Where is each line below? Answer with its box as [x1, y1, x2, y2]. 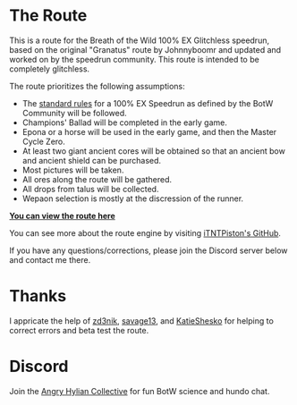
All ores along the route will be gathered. [21, 173, 173, 184]
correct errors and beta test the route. [9, 325, 149, 335]
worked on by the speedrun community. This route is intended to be [9, 54, 259, 64]
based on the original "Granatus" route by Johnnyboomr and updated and [9, 44, 282, 55]
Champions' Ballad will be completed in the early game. [21, 117, 228, 128]
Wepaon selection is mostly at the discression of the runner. [21, 193, 244, 204]
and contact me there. [9, 254, 91, 265]
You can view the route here [9, 210, 115, 221]
